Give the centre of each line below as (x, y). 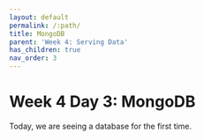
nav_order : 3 (33, 58)
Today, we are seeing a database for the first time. (101, 126)
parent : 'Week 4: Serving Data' (68, 42)
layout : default (39, 17)
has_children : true (45, 50)
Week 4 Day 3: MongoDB (102, 102)
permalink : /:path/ (45, 26)
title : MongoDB (37, 33)
